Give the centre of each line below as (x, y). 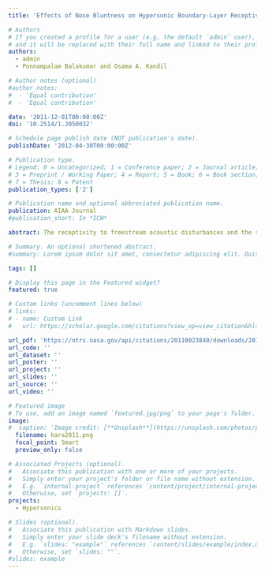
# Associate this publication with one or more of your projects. (123, 471)
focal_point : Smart (47, 442)
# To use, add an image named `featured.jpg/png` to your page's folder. (132, 413)
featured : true (33, 290)
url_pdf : (22, 340)
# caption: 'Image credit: (54, 428)
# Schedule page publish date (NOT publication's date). (104, 139)
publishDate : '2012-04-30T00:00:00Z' (70, 146)
